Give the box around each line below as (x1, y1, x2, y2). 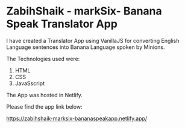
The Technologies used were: (6, 55, 80, 62)
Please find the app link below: (6, 103, 83, 110)
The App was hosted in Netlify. (6, 91, 83, 98)
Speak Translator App (6, 17, 118, 31)
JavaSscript (14, 80, 45, 87)
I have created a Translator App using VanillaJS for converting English (6, 37, 180, 44)
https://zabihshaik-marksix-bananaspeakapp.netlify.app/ (6, 115, 148, 122)
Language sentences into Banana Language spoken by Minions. (6, 43, 165, 51)
